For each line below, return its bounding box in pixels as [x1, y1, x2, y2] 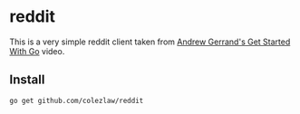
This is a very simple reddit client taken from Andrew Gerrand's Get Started [9, 36, 291, 47]
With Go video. [9, 45, 65, 56]
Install [9, 72, 45, 88]
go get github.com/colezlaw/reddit [9, 96, 144, 105]
